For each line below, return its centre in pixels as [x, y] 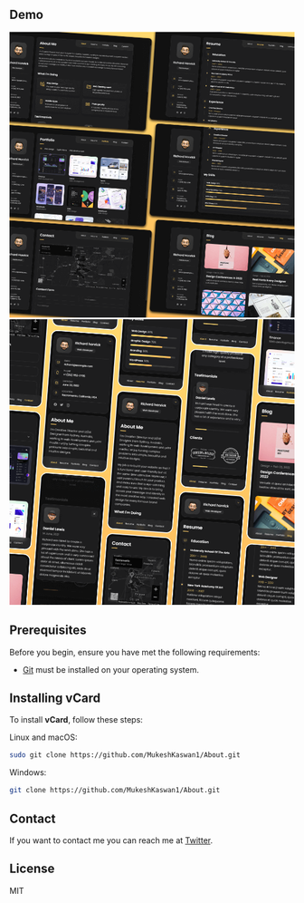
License [32, 869]
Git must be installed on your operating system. [110, 669]
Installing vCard [55, 699]
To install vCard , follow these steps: [76, 720]
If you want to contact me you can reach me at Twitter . [111, 840]
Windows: [28, 772]
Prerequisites [48, 631]
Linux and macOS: [43, 737]
